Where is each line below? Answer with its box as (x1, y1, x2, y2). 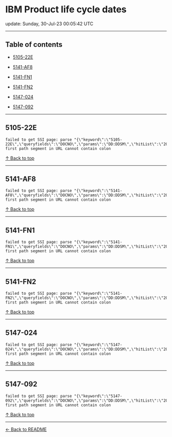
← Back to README (5, 426, 47, 432)
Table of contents (5, 40, 62, 49)
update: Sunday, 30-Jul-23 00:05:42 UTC (5, 21, 94, 27)
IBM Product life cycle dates (5, 4, 127, 15)
